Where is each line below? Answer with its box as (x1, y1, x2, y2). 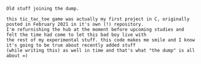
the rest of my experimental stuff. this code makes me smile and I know (6, 37, 196, 43)
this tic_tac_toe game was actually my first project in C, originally (6, 16, 190, 22)
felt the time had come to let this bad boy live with (6, 32, 147, 38)
